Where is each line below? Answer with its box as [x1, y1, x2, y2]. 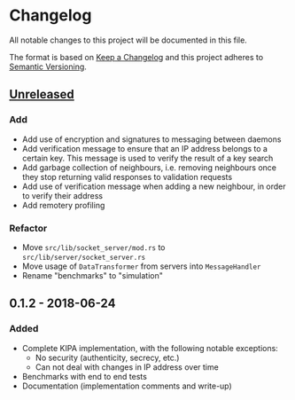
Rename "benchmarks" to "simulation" [21, 270, 164, 280]
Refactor [9, 222, 48, 234]
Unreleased [9, 87, 75, 102]
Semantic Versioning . [9, 61, 87, 72]
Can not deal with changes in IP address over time [35, 361, 219, 373]
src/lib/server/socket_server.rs [21, 253, 146, 262]
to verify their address [21, 190, 104, 200]
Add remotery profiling [21, 200, 105, 210]
